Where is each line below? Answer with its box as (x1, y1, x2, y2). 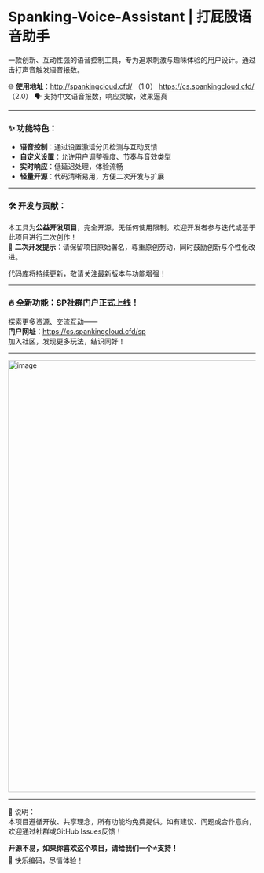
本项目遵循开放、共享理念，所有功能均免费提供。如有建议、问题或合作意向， (8, 816, 256, 826)
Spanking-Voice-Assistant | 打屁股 (8, 8, 238, 26)
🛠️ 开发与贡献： (8, 200, 67, 211)
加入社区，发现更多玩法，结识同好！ (8, 336, 126, 346)
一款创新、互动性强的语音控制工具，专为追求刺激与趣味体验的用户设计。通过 (8, 55, 256, 64)
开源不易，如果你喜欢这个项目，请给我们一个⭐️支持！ (8, 843, 178, 853)
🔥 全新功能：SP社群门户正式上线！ (8, 297, 140, 308)
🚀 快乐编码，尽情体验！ (8, 855, 84, 865)
